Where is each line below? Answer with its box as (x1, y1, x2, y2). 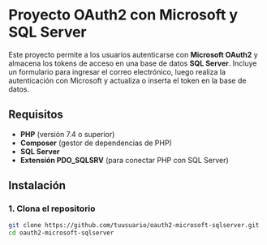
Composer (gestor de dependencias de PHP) (19, 138, 172, 148)
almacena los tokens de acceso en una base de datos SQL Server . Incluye (8, 58, 257, 68)
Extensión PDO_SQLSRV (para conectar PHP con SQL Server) (19, 155, 229, 165)
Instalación (8, 178, 67, 192)
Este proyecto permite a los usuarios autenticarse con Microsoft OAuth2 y (8, 49, 258, 59)
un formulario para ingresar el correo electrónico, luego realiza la (8, 67, 226, 76)
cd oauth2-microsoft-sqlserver (8, 229, 114, 237)
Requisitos (8, 108, 63, 122)
